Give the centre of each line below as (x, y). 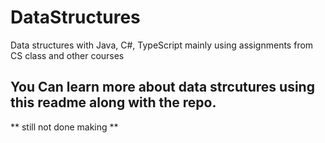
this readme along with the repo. (113, 102)
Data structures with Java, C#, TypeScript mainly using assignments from (162, 45)
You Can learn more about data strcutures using (162, 87)
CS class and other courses (67, 55)
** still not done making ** (64, 127)
